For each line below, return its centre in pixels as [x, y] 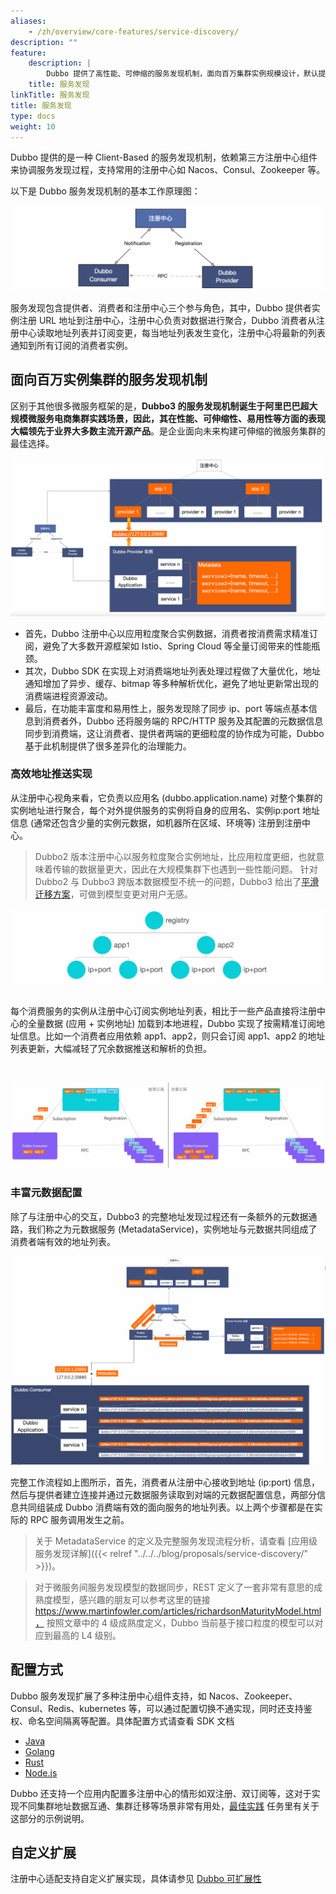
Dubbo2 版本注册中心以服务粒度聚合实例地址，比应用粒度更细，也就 [175, 856]
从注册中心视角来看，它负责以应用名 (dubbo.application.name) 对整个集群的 [166, 797]
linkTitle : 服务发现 [50, 95]
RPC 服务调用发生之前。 [79, 1519]
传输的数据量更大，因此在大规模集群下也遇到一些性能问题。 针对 [185, 869]
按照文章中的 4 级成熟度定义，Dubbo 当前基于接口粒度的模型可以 [180, 1622]
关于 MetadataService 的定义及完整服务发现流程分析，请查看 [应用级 [176, 1541]
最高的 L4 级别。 [87, 1635]
